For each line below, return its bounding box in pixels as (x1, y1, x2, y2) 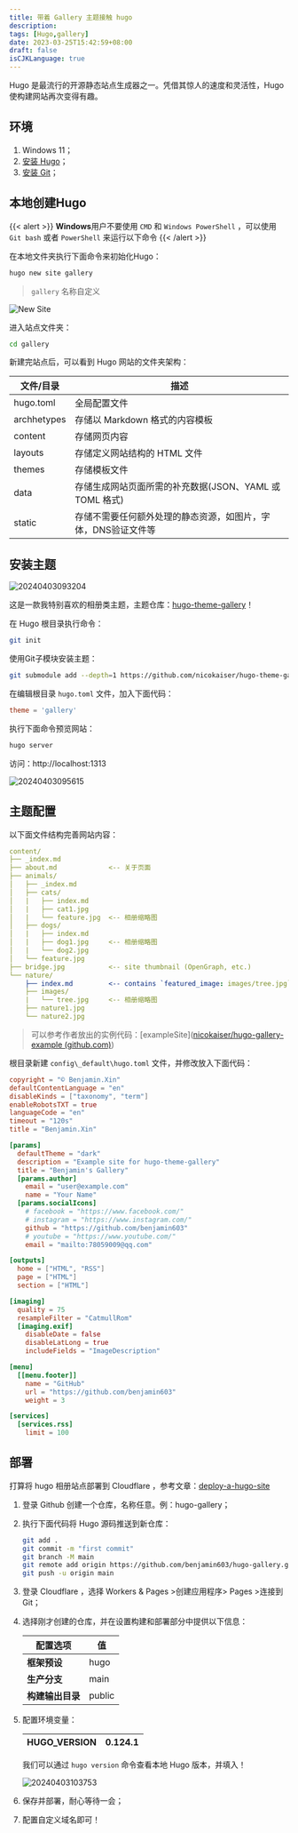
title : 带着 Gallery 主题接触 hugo (9, 12, 133, 22)
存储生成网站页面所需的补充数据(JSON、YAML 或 (74, 481, 281, 493)
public (88, 1690, 115, 1702)
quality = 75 (17, 1305, 66, 1314)
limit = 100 (25, 1429, 69, 1437)
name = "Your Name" (25, 1190, 98, 1200)
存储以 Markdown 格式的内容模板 (74, 414, 213, 427)
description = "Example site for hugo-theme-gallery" (17, 1157, 220, 1166)
